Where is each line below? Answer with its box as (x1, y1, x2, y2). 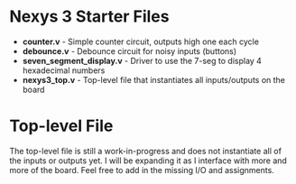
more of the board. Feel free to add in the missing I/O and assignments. (9, 164, 275, 175)
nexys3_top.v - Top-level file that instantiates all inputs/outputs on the (22, 74, 286, 85)
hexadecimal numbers (22, 65, 106, 76)
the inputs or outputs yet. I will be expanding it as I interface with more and (9, 155, 287, 166)
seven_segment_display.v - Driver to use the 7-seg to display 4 (22, 55, 262, 66)
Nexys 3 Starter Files (9, 6, 170, 27)
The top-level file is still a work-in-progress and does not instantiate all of (9, 145, 282, 156)
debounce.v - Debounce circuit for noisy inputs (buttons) (22, 45, 237, 56)
